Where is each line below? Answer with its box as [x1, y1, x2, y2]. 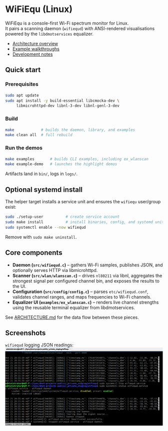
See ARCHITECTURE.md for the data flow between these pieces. [5, 314, 139, 320]
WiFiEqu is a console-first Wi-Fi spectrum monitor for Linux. [5, 20, 129, 26]
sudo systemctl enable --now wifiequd [5, 225, 86, 230]
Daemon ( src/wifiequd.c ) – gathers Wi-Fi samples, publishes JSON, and [12, 262, 163, 268]
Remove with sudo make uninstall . [5, 234, 77, 240]
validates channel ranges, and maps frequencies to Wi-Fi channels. [12, 294, 151, 300]
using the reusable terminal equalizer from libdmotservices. [12, 305, 135, 311]
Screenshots [5, 329, 46, 337]
